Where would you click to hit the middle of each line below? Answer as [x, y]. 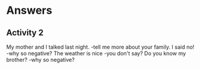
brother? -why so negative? [40, 60]
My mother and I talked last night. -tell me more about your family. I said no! [100, 47]
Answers [29, 10]
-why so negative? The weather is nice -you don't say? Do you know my [96, 53]
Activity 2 [25, 33]
